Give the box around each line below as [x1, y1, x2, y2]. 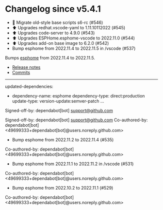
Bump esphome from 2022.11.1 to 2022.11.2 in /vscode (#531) [12, 161, 134, 167]
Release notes [12, 64, 41, 70]
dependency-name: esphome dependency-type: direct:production [12, 93, 145, 98]
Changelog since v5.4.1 [5, 3, 101, 15]
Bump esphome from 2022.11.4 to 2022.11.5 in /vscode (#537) [12, 45, 136, 51]
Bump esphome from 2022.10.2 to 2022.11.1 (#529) [12, 185, 114, 191]
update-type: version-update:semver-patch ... [12, 98, 104, 104]
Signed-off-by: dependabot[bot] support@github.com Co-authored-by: [5, 117, 148, 123]
